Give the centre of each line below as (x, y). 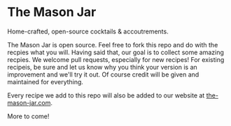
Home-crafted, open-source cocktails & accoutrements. (88, 31)
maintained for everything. (45, 81)
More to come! (28, 116)
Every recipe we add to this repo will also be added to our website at (106, 95)
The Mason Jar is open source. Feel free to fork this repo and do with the (113, 45)
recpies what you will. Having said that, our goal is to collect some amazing (115, 52)
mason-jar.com (29, 102)
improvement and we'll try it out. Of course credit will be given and (103, 74)
